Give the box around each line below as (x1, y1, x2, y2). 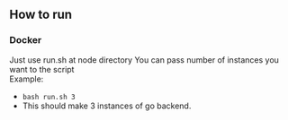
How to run (9, 7, 73, 22)
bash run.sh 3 (22, 92, 76, 101)
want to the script (9, 64, 75, 74)
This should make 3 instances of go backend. (22, 100, 192, 111)
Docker (9, 34, 42, 47)
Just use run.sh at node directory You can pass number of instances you (9, 54, 279, 65)
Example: (9, 73, 44, 84)
